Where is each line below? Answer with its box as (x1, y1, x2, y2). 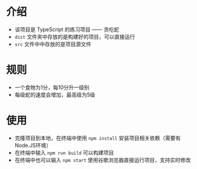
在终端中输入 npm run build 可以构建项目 (14, 149, 114, 156)
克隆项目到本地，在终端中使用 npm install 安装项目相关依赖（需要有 (14, 134, 181, 141)
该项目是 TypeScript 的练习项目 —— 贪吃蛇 (14, 26, 119, 33)
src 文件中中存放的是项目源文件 (14, 40, 92, 48)
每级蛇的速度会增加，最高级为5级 (14, 91, 96, 98)
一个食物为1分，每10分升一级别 (14, 83, 90, 91)
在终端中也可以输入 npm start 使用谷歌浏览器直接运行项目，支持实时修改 (14, 156, 191, 163)
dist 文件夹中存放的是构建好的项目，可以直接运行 (14, 33, 135, 40)
